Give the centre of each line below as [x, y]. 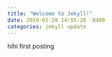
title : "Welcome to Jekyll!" [50, 14]
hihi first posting [31, 47]
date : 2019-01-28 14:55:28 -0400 [56, 20]
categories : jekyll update [47, 26]
